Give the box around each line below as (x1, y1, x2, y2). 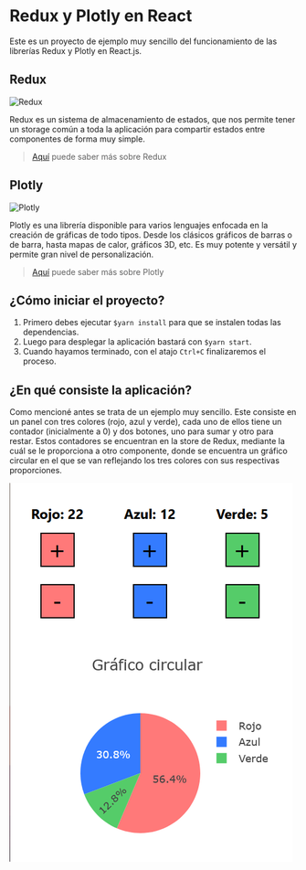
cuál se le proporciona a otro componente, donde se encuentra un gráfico (9, 445, 288, 457)
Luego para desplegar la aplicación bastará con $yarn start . (22, 336, 252, 347)
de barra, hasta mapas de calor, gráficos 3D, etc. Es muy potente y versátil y (9, 239, 298, 249)
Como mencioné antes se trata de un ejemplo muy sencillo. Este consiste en (9, 407, 297, 418)
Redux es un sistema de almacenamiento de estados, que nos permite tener (9, 113, 296, 124)
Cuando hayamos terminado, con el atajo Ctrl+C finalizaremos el (22, 346, 267, 357)
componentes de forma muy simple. (9, 133, 146, 144)
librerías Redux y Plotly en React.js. (9, 45, 142, 56)
